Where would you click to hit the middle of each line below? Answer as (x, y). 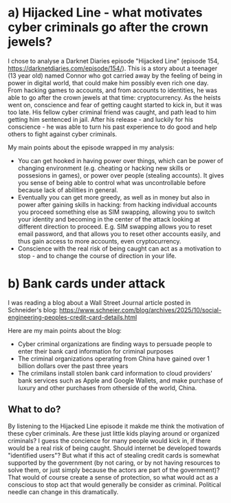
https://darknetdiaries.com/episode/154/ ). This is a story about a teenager (113, 68)
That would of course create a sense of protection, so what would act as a (113, 477)
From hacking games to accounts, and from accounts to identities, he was (112, 90)
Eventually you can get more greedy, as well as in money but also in (114, 197)
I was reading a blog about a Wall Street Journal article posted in (99, 302)
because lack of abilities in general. (68, 190)
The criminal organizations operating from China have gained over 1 (114, 358)
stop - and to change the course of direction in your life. (97, 255)
